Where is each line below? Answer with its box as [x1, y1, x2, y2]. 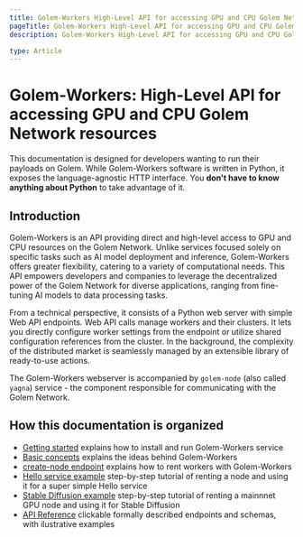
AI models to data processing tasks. [34, 290, 169, 301]
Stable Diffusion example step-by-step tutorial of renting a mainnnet [22, 489, 276, 501]
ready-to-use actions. [9, 356, 90, 366]
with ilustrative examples [22, 518, 115, 529]
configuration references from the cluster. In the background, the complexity [9, 336, 294, 347]
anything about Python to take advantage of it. [9, 182, 186, 193]
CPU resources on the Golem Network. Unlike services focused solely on [9, 242, 281, 253]
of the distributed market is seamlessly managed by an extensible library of [9, 346, 289, 356]
